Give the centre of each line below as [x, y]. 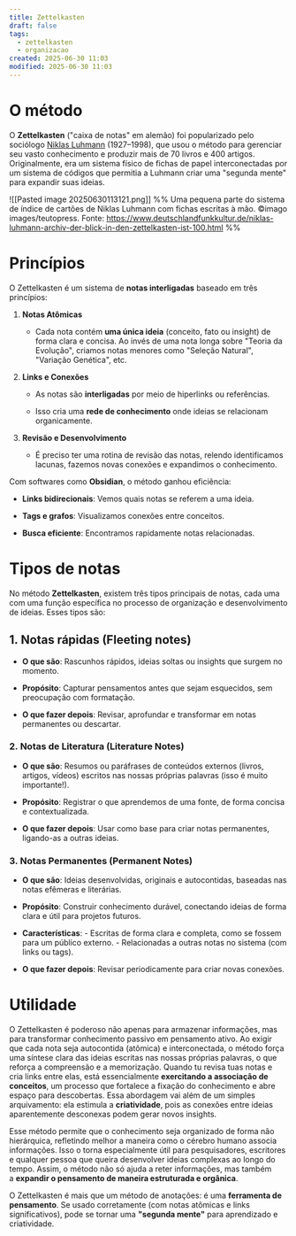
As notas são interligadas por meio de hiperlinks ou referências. [152, 394]
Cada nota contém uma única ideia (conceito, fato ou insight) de [153, 331]
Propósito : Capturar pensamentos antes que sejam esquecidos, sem [147, 688]
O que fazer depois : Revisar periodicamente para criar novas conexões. [153, 969]
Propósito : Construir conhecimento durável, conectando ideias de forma [154, 907]
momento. [41, 670]
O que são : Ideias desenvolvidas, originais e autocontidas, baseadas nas [154, 880]
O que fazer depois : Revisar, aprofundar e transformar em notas [139, 715]
